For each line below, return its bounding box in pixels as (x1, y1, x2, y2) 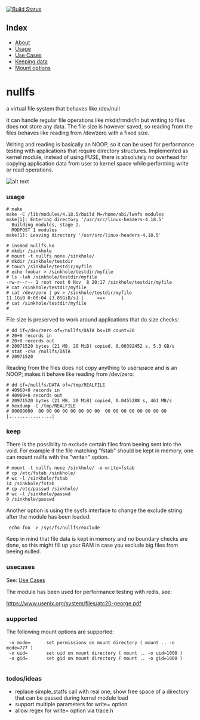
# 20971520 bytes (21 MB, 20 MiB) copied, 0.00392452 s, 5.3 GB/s (6, 344, 175, 350)
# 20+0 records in (6, 333, 52, 339)
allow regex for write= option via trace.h (14, 707, 113, 714)
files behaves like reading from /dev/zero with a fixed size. (6, 129, 150, 136)
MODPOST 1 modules (11, 227, 58, 233)
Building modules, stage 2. (11, 222, 82, 228)
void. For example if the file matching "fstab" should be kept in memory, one (6, 447, 194, 454)
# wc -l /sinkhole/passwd (6, 491, 70, 497)
